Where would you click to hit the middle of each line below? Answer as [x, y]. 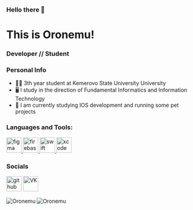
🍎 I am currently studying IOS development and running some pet [97, 105]
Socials [17, 166]
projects [25, 112]
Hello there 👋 [26, 10]
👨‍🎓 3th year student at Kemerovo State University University [90, 83]
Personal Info [26, 70]
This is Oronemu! [50, 35]
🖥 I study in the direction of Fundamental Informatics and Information [101, 90]
